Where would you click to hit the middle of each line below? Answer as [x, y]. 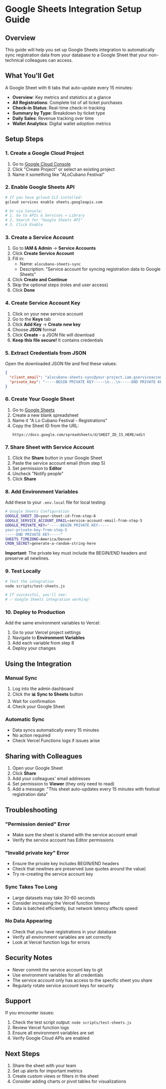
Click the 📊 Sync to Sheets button [47, 694]
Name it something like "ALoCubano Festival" [58, 174]
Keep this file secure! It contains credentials [58, 340]
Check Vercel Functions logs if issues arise [56, 741]
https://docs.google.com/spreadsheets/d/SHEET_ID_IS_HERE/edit [79, 435]
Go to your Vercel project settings [46, 632]
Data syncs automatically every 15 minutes [56, 730]
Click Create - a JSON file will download [53, 335]
